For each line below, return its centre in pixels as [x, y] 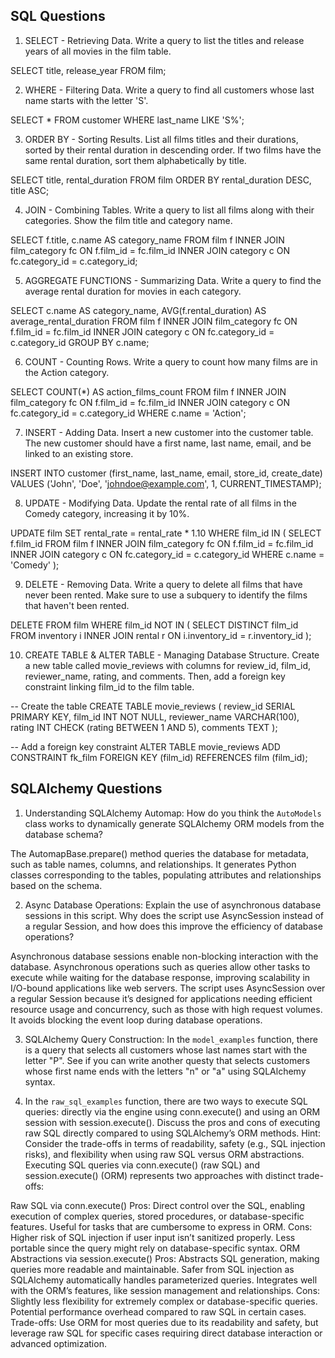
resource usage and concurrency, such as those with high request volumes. [166, 1009]
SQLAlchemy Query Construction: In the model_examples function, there [171, 1039]
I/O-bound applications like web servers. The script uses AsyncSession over [168, 988]
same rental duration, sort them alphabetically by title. [135, 160]
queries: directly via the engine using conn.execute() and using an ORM [172, 1111]
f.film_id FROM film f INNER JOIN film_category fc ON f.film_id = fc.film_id [162, 543]
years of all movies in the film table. [98, 51]
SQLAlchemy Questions [86, 789]
